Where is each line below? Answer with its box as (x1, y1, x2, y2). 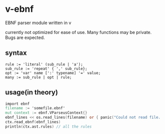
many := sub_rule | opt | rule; (5, 75, 72, 80)
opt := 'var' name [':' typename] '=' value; (5, 70, 101, 75)
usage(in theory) (5, 88, 58, 97)
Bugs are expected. (5, 34, 45, 40)
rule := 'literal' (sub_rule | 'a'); (5, 62, 83, 67)
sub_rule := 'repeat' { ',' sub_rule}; (5, 66, 88, 71)
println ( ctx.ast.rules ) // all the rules (5, 124, 92, 129)
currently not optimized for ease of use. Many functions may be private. (5, 29, 152, 35)
